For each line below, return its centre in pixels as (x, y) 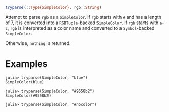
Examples (27, 64)
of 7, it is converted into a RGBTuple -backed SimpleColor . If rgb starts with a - (85, 23)
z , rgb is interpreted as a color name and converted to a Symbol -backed (80, 28)
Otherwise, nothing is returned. (38, 43)
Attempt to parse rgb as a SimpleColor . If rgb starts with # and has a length (83, 17)
